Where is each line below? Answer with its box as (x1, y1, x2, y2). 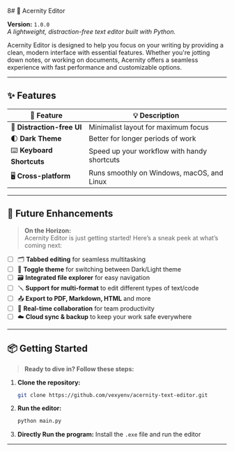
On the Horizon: (24, 226, 72, 235)
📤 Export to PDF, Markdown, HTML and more (17, 294, 151, 302)
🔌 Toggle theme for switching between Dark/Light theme (17, 265, 182, 273)
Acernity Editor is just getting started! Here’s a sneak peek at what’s (24, 233, 219, 242)
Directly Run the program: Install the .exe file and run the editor (17, 430, 201, 439)
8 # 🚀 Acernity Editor (7, 7, 65, 15)
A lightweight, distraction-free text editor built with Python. (7, 28, 176, 36)
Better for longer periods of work (88, 133, 196, 143)
